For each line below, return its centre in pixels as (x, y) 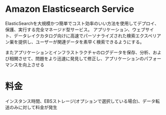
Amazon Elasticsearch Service (70, 9)
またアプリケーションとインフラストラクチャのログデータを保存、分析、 (79, 52)
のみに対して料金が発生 (33, 107)
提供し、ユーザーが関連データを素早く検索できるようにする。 (81, 42)
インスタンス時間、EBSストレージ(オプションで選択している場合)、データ (80, 101)
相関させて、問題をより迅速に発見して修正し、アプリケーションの (77, 58)
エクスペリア (148, 36)
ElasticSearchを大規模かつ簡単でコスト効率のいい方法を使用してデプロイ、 (82, 23)
